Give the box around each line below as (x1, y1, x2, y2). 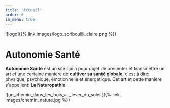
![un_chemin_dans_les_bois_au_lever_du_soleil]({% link (5, 92, 120, 98)
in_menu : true (5, 17, 36, 22)
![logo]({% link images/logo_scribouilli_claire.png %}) (5, 31, 117, 37)
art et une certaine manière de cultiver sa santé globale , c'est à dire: (5, 71, 150, 77)
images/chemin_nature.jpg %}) (5, 97, 70, 103)
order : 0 (5, 12, 24, 17)
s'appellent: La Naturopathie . (5, 82, 67, 88)
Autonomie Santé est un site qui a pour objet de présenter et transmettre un (5, 66, 165, 72)
